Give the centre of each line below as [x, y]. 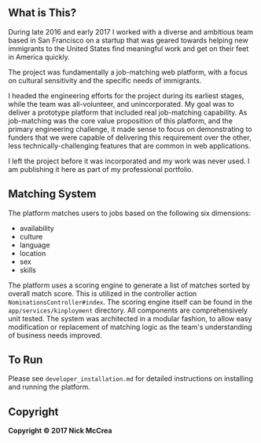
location [33, 253]
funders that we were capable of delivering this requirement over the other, [130, 137]
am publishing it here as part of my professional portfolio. [101, 169]
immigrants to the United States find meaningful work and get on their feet [129, 48]
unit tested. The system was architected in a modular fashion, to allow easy [130, 318]
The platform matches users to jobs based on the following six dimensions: [130, 213]
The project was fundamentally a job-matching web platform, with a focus [128, 72]
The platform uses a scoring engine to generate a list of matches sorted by [129, 285]
